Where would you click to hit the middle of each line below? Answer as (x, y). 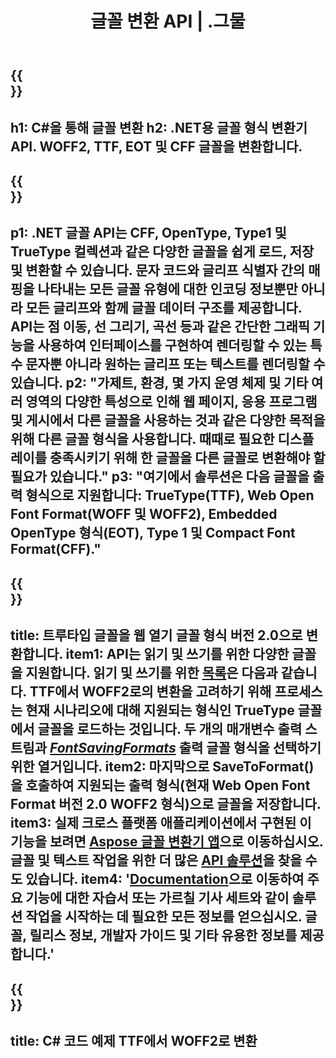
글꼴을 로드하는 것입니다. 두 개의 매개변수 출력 (170, 729)
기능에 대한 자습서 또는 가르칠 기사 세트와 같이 (157, 898)
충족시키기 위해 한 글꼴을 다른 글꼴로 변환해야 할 (187, 458)
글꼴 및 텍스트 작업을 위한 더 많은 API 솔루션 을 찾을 (156, 860)
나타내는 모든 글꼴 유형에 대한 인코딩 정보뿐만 (167, 289)
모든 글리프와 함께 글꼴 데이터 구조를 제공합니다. (164, 308)
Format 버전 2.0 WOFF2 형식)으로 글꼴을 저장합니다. (166, 804)
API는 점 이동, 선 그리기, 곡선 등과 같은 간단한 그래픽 (160, 327)
